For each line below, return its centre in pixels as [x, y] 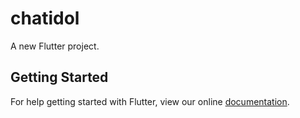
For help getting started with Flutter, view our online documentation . [150, 101]
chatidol [45, 18]
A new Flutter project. [55, 46]
